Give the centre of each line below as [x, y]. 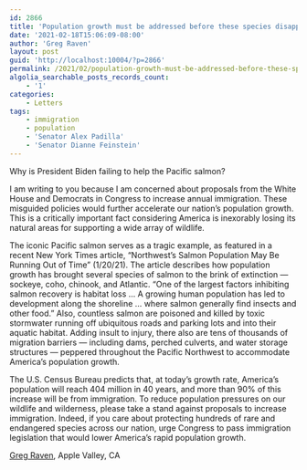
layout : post [34, 52]
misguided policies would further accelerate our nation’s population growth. [152, 208]
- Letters [45, 103]
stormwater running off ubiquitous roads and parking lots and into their [143, 323]
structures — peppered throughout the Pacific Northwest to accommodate [150, 351]
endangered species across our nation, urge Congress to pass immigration [150, 428]
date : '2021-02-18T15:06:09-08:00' [77, 35]
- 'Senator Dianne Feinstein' [84, 145]
